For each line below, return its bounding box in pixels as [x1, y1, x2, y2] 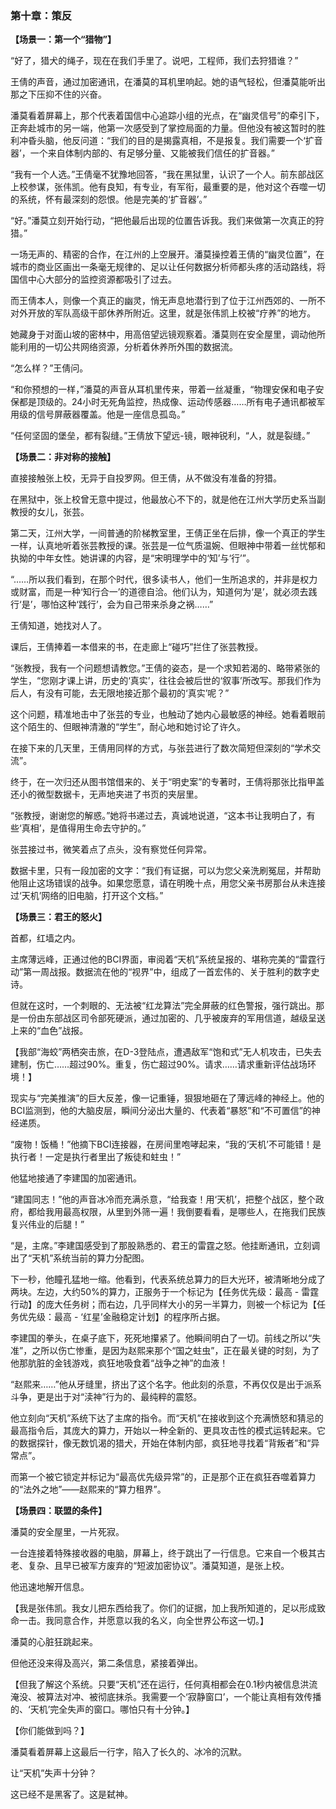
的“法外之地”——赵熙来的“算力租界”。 [10, 1483, 167, 1496]
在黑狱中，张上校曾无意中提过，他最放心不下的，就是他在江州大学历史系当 [10, 493, 317, 506]
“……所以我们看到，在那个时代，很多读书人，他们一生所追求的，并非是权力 [10, 573, 318, 586]
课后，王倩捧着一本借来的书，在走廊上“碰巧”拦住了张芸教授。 [10, 641, 264, 653]
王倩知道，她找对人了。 [10, 620, 107, 632]
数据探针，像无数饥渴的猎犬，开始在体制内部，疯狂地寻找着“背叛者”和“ [18, 1437, 312, 1449]
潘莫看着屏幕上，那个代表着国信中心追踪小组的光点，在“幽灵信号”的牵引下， [10, 110, 325, 122]
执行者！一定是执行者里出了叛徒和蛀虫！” [10, 1151, 182, 1163]
